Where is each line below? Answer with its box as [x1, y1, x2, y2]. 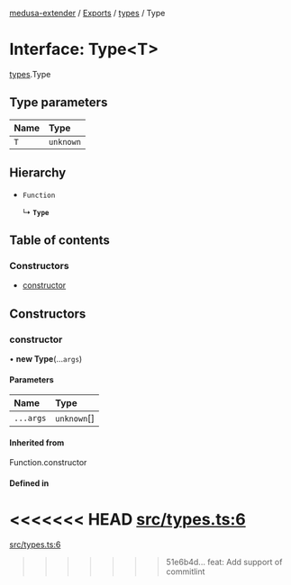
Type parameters [9, 94, 108, 111]
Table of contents [9, 232, 110, 247]
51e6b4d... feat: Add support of [166, 556, 283, 567]
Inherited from [9, 436, 65, 448]
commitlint [166, 566, 205, 577]
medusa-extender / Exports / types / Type [9, 8, 166, 18]
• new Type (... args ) [9, 353, 83, 364]
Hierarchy [9, 166, 67, 181]
